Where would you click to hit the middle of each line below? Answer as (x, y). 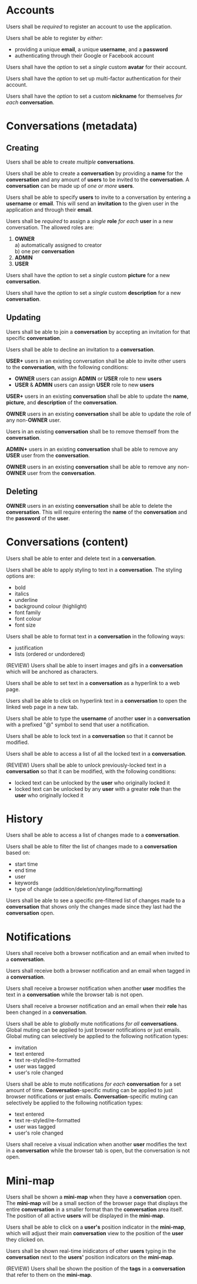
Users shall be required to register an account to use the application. (89, 26)
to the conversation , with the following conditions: (67, 367)
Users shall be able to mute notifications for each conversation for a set (94, 1084)
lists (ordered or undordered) (50, 654)
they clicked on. (26, 1240)
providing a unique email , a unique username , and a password (91, 49)
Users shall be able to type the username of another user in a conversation (98, 718)
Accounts (30, 10)
